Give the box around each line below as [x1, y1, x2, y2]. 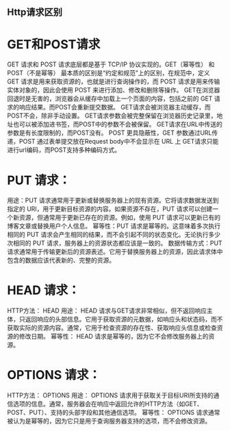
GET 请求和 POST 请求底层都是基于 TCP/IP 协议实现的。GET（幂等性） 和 [7, 60, 215, 68]
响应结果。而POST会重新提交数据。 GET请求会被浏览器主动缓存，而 [18, 103, 211, 112]
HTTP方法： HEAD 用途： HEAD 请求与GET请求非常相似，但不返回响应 [7, 306, 207, 315]
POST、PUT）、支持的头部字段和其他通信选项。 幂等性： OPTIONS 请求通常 [7, 408, 220, 417]
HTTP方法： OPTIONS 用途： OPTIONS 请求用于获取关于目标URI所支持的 [7, 391, 214, 400]
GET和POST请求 [7, 36, 101, 52]
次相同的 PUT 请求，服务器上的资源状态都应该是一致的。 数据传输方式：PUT [7, 239, 222, 248]
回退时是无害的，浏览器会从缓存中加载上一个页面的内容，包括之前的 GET [7, 94, 213, 103]
